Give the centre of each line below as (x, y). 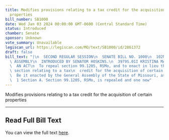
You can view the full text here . (37, 132)
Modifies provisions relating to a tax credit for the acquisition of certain (79, 94)
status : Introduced (26, 29)
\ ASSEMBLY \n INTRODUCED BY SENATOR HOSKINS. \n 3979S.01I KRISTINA (84, 61)
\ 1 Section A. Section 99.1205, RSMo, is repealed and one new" (81, 80)
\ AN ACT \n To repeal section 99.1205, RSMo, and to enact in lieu (84, 66)
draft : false (19, 52)
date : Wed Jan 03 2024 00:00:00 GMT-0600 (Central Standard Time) (76, 24)
